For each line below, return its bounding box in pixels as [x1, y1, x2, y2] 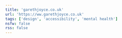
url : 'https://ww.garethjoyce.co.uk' [5, 12, 84, 17]
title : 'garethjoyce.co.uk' [5, 7, 64, 12]
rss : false [5, 26, 28, 31]
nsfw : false [5, 21, 30, 26]
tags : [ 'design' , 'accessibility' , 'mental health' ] [5, 16, 118, 21]
